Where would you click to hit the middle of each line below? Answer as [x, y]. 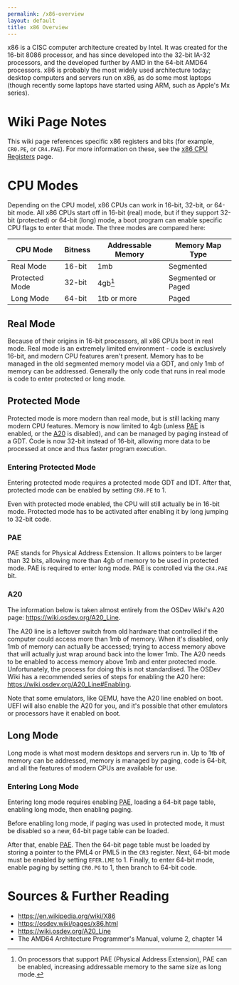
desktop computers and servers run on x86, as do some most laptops [110, 78]
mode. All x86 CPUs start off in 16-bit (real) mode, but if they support [118, 213]
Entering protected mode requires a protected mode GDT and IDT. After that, [119, 483]
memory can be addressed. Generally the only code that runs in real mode [116, 371]
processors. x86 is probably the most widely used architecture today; [109, 70]
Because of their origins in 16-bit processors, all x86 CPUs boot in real [110, 341]
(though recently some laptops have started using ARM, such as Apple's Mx [118, 86]
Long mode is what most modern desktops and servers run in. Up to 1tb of [116, 753]
